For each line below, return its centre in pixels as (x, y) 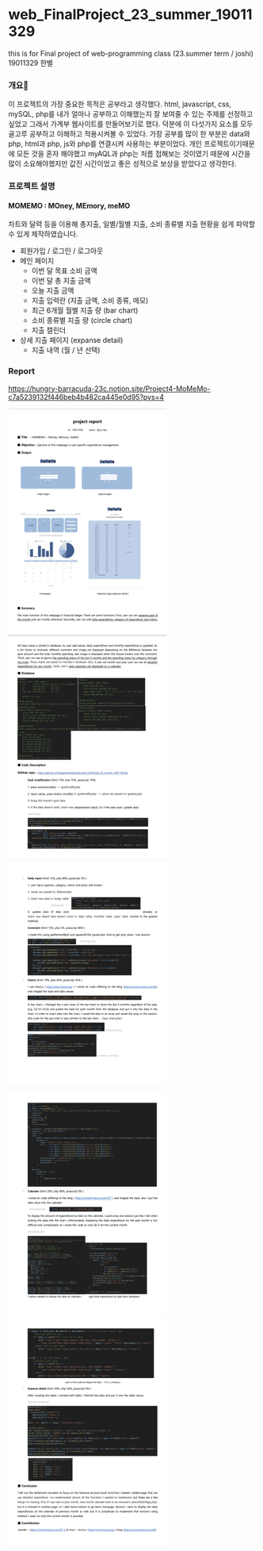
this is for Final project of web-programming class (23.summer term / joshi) (131, 53)
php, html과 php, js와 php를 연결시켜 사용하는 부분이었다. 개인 (105, 144)
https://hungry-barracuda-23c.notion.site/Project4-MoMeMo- (110, 388)
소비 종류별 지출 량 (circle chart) (82, 321)
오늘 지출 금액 (53, 290)
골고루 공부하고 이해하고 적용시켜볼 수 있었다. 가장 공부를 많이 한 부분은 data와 (130, 134)
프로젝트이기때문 (229, 144)
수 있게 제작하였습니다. (43, 234)
